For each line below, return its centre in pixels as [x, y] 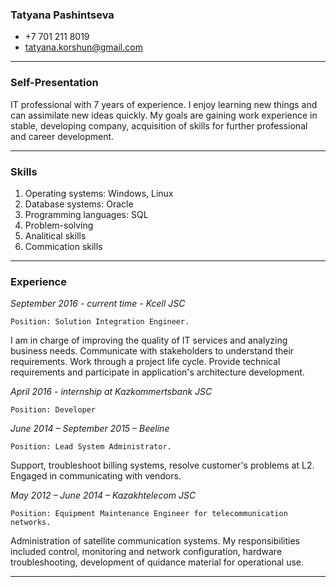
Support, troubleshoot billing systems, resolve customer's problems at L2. [162, 465]
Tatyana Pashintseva [62, 15]
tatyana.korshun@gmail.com [83, 47]
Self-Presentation [54, 83]
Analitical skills [55, 235]
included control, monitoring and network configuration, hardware [146, 552]
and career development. [62, 136]
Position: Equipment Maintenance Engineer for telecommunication [149, 514]
